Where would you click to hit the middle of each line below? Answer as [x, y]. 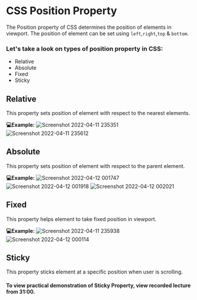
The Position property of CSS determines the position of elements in [89, 27]
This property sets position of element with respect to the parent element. [96, 166]
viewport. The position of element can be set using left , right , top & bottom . [98, 33]
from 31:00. [21, 292]
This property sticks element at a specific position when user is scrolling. [95, 272]
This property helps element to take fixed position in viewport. [81, 219]
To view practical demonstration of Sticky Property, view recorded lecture [98, 286]
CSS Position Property [62, 11]
